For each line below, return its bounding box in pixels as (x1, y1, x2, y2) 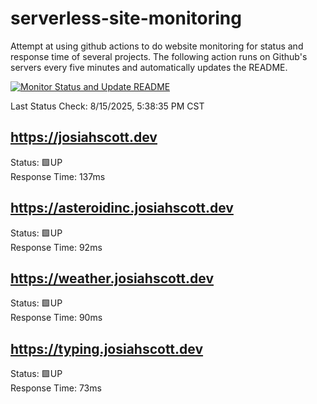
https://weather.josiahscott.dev (10, 270, 215, 287)
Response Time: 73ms (10, 382, 102, 394)
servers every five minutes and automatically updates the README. (10, 61, 288, 73)
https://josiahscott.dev (10, 129, 158, 146)
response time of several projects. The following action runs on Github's (10, 50, 308, 62)
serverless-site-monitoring (10, 7, 242, 30)
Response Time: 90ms (10, 312, 103, 324)
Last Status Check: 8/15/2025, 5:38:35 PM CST (10, 100, 205, 112)
